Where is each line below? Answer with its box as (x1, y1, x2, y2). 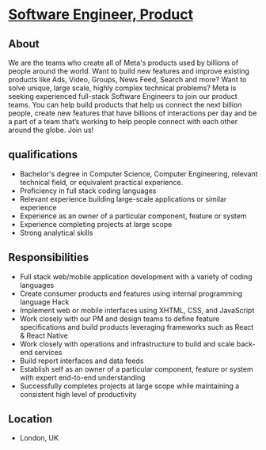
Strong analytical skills (19, 228, 93, 237)
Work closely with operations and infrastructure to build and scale (19, 338, 235, 349)
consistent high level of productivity (19, 389, 137, 399)
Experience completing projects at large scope (19, 219, 173, 229)
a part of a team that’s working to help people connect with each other (8, 117, 238, 126)
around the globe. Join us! (8, 125, 94, 134)
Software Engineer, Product (8, 6, 194, 24)
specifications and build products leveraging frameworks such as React (19, 322, 254, 331)
